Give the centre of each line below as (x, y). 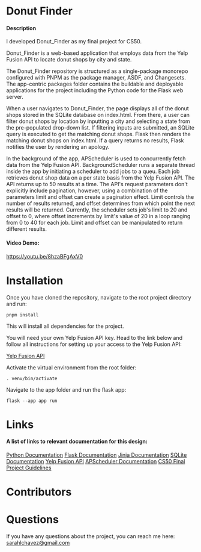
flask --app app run (32, 401)
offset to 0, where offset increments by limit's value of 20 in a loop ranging (98, 216)
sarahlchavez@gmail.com (38, 543)
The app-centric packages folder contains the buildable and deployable (95, 84)
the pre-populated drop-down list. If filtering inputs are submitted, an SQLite (100, 128)
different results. (26, 229)
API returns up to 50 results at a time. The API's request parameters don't (97, 184)
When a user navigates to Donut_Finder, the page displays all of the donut (97, 108)
